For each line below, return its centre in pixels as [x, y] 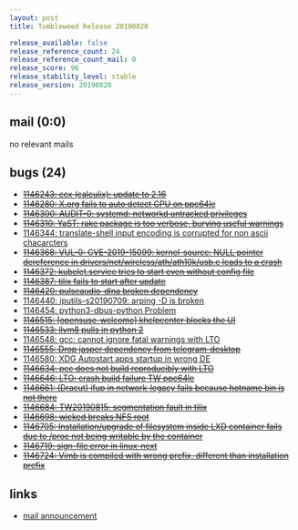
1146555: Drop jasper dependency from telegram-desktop [132, 349]
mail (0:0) [38, 122]
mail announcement [60, 516]
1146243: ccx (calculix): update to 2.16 [94, 194]
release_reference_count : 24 [65, 51]
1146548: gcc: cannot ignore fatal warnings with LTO [121, 340]
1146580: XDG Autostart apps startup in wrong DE [117, 359]
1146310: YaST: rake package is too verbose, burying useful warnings [153, 223]
